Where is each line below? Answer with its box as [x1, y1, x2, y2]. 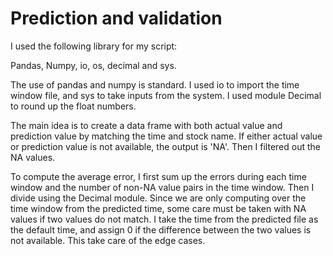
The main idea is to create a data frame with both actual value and [10, 119, 283, 131]
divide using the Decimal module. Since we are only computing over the [10, 192, 307, 204]
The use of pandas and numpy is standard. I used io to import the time [10, 78, 300, 91]
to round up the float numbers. [10, 100, 137, 112]
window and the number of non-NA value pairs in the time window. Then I [10, 181, 315, 193]
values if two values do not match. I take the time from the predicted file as [10, 213, 319, 225]
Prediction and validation [10, 7, 223, 30]
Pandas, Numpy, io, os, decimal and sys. [10, 59, 177, 71]
